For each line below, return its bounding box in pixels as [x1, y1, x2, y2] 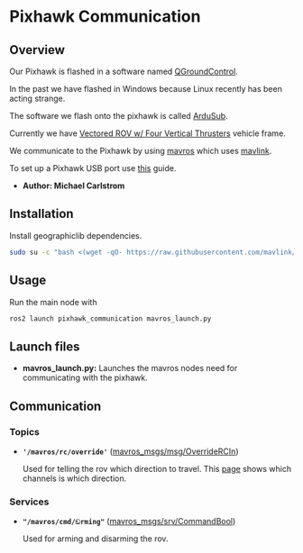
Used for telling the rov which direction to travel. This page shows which [22, 463, 291, 474]
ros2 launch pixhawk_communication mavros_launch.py [9, 313, 212, 323]
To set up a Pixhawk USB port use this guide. [9, 163, 177, 173]
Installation [9, 206, 74, 222]
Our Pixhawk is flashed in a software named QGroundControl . [9, 66, 239, 77]
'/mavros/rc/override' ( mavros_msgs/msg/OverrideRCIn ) [22, 446, 239, 457]
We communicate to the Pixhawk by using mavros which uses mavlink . [9, 146, 272, 156]
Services [9, 495, 50, 508]
